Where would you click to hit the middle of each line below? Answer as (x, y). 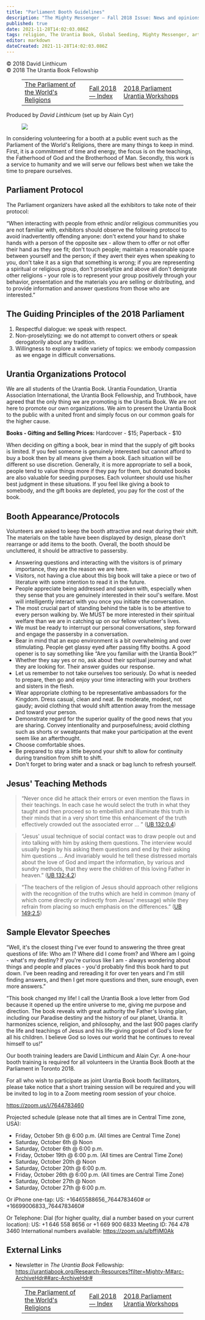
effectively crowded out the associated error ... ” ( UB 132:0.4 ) (99, 824)
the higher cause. (28, 421)
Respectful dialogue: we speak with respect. (71, 329)
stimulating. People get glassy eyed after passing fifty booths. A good (103, 647)
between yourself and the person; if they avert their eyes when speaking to (101, 255)
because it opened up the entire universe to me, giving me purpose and (96, 1005)
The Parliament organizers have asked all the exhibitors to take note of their (101, 205)
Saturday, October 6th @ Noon (54, 1142)
